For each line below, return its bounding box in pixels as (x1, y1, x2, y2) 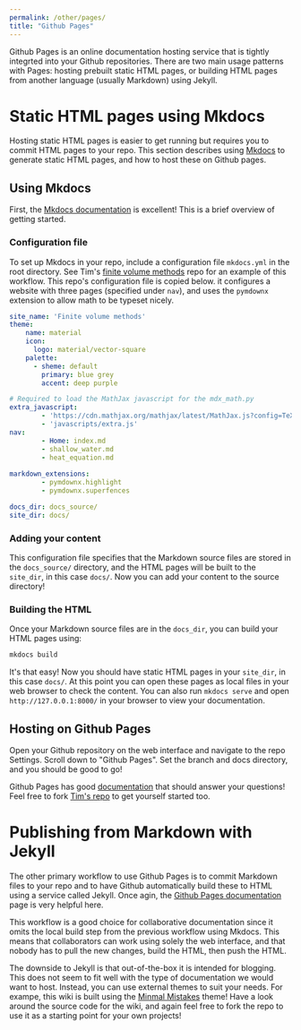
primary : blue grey (41, 370, 115, 379)
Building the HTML (9, 603, 92, 615)
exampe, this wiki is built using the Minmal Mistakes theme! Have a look (9, 991, 274, 1001)
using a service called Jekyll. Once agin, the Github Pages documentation (9, 889, 282, 900)
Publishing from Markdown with (9, 822, 253, 843)
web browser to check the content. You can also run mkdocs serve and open (9, 686, 289, 697)
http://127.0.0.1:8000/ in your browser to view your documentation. (9, 695, 266, 706)
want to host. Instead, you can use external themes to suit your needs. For (9, 982, 284, 992)
